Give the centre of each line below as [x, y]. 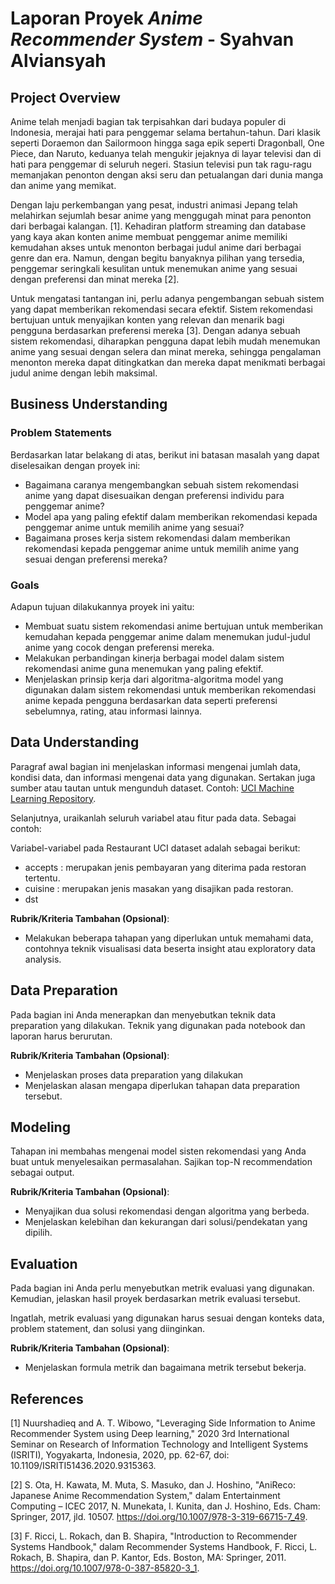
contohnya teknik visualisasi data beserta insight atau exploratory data [170, 948]
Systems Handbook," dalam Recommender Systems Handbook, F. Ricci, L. [164, 1547]
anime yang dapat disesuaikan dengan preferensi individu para [154, 495]
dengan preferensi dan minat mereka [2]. [95, 279]
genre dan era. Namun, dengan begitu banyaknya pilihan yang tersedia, [157, 258]
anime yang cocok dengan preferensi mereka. [119, 647]
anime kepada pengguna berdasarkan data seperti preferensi [151, 700]
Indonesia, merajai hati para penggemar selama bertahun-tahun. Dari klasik [165, 132]
